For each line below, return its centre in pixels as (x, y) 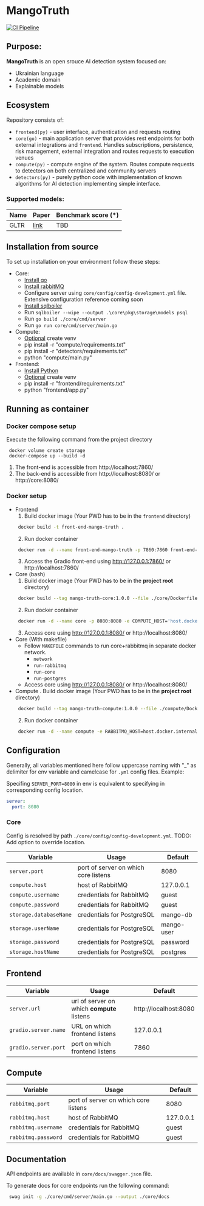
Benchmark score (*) (87, 215)
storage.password (34, 942)
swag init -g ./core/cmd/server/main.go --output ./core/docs (89, 1197)
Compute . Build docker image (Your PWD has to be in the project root (103, 691)
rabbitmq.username (36, 1128)
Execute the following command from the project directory (80, 440)
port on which (91, 1043)
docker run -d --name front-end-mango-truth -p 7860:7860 (93, 550)
